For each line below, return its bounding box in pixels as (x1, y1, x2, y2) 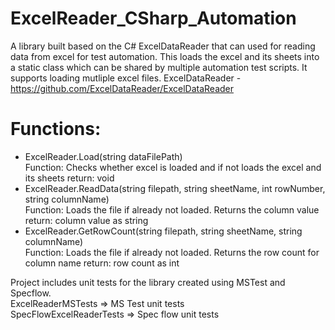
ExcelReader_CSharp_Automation (10, 7, 297, 30)
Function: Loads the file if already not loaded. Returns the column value (24, 203, 320, 216)
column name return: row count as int (24, 257, 180, 269)
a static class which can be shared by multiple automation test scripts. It (10, 61, 308, 73)
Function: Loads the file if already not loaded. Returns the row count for (24, 246, 320, 258)
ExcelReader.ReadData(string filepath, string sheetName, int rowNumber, (24, 182, 326, 194)
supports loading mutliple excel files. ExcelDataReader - (10, 72, 242, 84)
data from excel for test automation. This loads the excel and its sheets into (10, 50, 320, 62)
